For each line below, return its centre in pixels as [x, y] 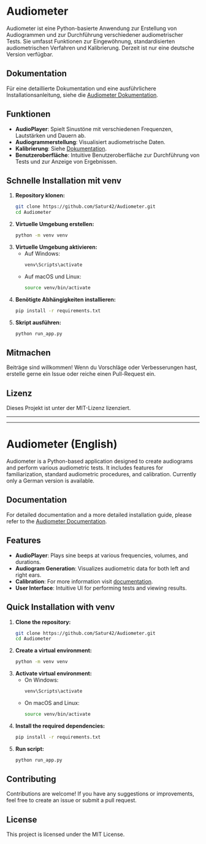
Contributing [31, 779]
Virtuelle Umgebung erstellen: [55, 224]
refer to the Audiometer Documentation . [57, 521]
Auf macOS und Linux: [53, 276]
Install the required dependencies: [60, 726]
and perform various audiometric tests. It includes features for [85, 468]
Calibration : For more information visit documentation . [84, 581]
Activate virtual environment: [53, 674]
